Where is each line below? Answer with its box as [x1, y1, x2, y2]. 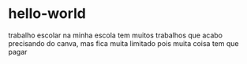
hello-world [8, 5, 87, 23]
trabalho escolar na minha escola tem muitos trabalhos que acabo [8, 30, 223, 40]
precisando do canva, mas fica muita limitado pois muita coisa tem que [8, 38, 239, 48]
